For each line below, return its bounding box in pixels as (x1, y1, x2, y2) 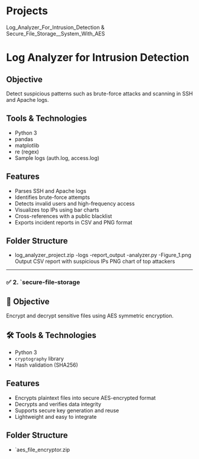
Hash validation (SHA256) (14, 361, 78, 368)
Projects (6, 4, 49, 18)
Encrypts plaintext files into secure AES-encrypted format (14, 394, 156, 401)
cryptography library (14, 355, 64, 362)
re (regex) (14, 148, 40, 155)
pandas (14, 135, 34, 143)
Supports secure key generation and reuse (14, 407, 120, 414)
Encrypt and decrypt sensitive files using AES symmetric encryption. (6, 312, 174, 319)
